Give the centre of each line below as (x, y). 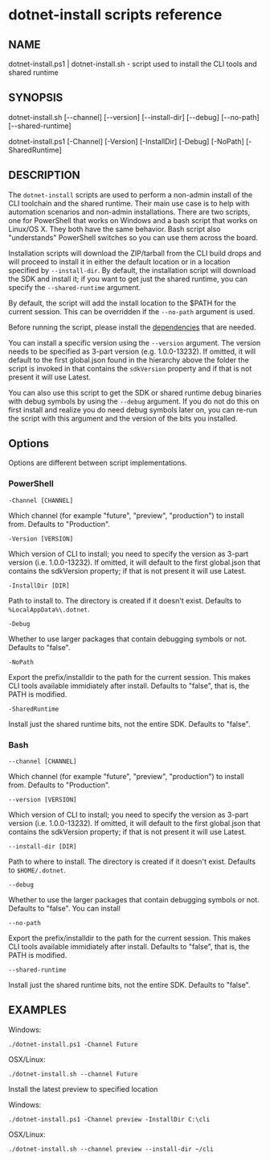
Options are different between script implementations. (98, 463)
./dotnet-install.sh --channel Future (73, 1074)
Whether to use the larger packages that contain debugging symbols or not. (134, 900)
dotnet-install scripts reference (115, 15)
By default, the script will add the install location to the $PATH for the (123, 303)
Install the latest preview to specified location (83, 1088)
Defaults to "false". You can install (64, 909)
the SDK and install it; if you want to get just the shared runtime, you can (128, 279)
